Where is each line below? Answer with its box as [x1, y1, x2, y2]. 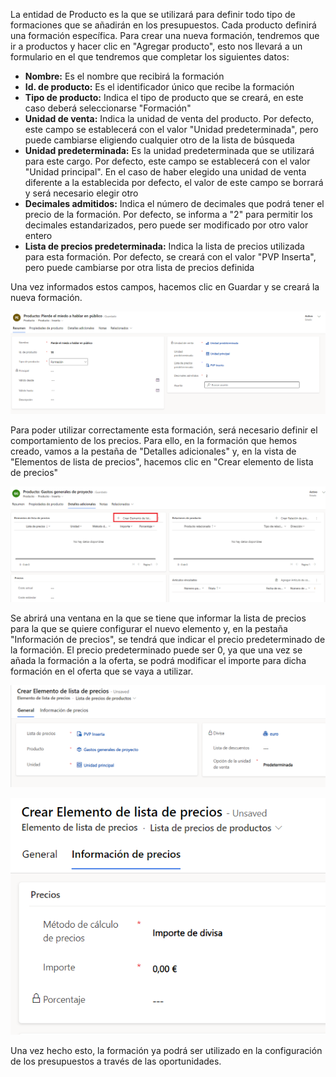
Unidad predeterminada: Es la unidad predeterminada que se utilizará [24, 145, 315, 156]
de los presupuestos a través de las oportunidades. [10, 1055, 222, 1068]
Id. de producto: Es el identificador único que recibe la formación [24, 81, 295, 93]
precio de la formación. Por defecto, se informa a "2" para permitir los [24, 209, 313, 220]
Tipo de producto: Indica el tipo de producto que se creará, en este [24, 92, 304, 103]
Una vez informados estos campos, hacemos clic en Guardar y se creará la [10, 281, 320, 293]
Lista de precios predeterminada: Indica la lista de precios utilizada [24, 240, 305, 252]
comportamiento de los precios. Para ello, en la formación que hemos [10, 434, 298, 446]
